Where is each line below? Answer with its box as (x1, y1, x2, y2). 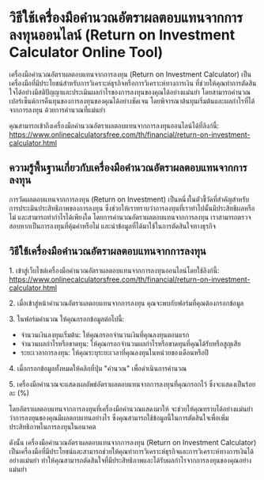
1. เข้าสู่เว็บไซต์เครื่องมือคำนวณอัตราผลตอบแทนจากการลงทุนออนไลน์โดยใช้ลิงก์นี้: (9, 266, 220, 275)
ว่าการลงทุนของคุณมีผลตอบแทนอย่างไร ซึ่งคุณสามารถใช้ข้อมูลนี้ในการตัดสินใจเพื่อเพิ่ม (9, 413, 229, 422)
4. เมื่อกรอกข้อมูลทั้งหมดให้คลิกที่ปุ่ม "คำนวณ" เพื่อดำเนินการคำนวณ (9, 363, 187, 372)
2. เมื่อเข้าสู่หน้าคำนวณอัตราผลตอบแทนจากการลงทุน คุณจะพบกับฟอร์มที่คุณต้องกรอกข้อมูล (9, 298, 244, 308)
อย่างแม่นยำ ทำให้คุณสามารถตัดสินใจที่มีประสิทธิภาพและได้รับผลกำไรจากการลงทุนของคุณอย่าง (9, 455, 252, 465)
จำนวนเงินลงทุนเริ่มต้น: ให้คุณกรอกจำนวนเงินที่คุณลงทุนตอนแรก (20, 330, 190, 339)
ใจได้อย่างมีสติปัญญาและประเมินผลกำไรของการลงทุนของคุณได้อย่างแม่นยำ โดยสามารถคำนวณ (9, 87, 251, 96)
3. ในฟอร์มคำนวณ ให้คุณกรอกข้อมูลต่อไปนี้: (9, 314, 125, 323)
